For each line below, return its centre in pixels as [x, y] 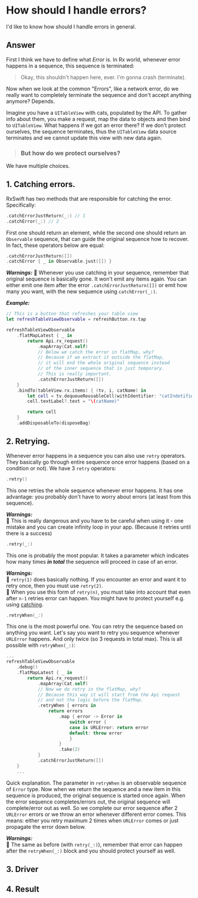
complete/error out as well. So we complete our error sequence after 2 [92, 808]
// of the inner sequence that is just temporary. [101, 369]
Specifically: [21, 205]
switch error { [88, 722]
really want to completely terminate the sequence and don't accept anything [99, 95]
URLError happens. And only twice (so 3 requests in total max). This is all [94, 639]
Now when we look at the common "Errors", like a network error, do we [92, 89]
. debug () [27, 667]
